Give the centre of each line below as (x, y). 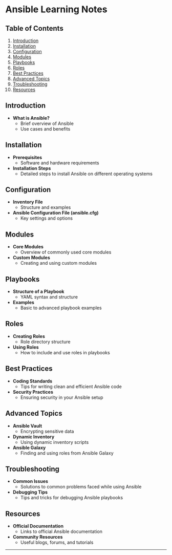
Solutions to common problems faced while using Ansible (81, 487)
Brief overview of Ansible (47, 123)
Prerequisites (27, 157)
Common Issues (30, 481)
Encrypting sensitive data (47, 431)
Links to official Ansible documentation (61, 531)
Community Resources (38, 537)
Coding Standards (33, 381)
